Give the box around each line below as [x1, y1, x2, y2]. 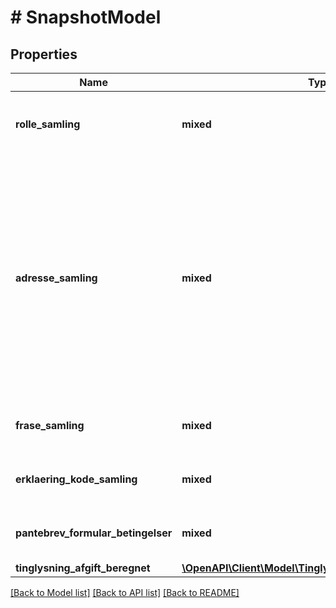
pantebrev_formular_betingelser [15, 526, 173, 540]
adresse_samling [15, 271, 98, 285]
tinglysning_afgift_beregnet [15, 561, 151, 575]
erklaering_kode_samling [15, 472, 138, 486]
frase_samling [15, 419, 85, 432]
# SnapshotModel [10, 6, 162, 29]
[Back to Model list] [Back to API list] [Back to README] [10, 587, 240, 598]
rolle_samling [15, 117, 81, 131]
